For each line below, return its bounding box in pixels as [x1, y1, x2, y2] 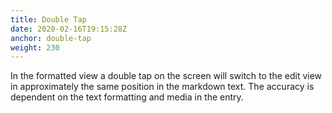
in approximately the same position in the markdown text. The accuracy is [10, 81, 315, 93]
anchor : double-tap [10, 33, 92, 43]
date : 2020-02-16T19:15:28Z [10, 24, 128, 34]
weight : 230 [10, 42, 60, 53]
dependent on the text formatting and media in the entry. [10, 91, 244, 103]
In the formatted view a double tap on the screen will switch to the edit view [10, 70, 323, 82]
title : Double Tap [10, 14, 87, 25]
